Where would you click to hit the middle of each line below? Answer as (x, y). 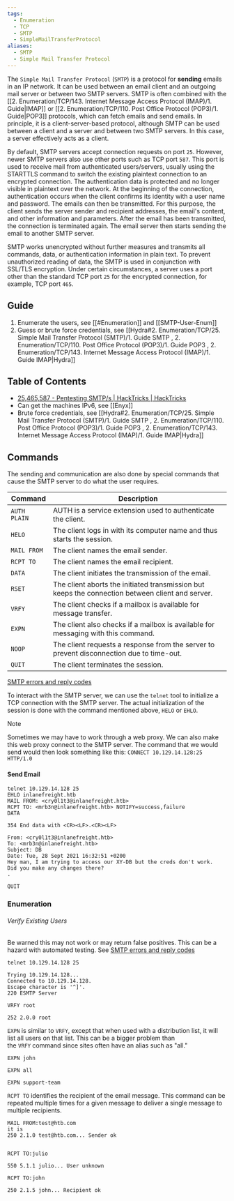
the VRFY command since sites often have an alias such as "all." (97, 1045)
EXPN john (22, 1058)
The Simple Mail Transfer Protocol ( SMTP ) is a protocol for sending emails (115, 79)
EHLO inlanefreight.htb (42, 795)
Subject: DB (24, 850)
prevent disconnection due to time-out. (117, 654)
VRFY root (22, 1005)
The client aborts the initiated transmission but (128, 584)
